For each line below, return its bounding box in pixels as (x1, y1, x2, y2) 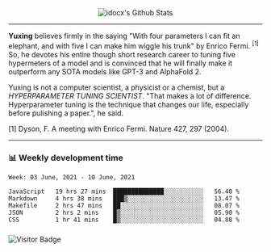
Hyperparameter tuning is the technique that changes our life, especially (8, 99, 249, 109)
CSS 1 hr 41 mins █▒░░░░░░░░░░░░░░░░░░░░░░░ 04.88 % (8, 216, 240, 224)
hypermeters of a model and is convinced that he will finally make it (8, 58, 232, 68)
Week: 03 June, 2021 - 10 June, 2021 (8, 173, 135, 181)
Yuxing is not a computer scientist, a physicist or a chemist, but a (8, 82, 225, 92)
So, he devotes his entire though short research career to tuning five (8, 49, 236, 59)
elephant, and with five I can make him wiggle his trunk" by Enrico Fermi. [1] (8, 40, 260, 51)
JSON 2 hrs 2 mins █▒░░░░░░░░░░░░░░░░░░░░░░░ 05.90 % (8, 208, 240, 216)
